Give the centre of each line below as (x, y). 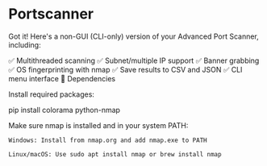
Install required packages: (52, 94)
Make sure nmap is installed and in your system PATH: (98, 125)
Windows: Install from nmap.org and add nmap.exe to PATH (108, 140)
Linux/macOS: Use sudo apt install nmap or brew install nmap (115, 154)
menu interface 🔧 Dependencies (62, 78)
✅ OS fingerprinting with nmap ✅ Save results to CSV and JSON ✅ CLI (125, 69)
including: (25, 44)
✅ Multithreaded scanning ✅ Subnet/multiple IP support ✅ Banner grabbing (134, 60)
